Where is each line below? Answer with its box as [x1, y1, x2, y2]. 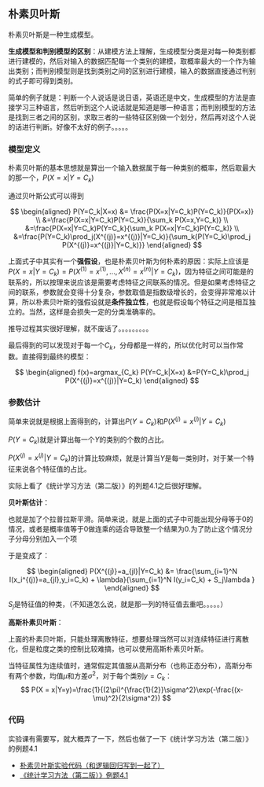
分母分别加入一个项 [14, 534, 77, 544]
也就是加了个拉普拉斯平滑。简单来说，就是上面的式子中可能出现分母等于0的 [8, 514, 254, 524]
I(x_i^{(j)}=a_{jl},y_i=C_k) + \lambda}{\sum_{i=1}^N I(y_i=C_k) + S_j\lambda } [9, 575, 255, 584]
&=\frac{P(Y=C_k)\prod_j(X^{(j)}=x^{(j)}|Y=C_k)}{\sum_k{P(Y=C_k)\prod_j [13, 231, 251, 241]
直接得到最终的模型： [21, 352, 91, 362]
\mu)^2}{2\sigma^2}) [93, 693, 161, 703]
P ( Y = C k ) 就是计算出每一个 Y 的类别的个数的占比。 [8, 435, 169, 446]
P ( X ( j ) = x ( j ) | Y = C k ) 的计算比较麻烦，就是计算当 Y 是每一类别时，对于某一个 [8, 451, 247, 465]
